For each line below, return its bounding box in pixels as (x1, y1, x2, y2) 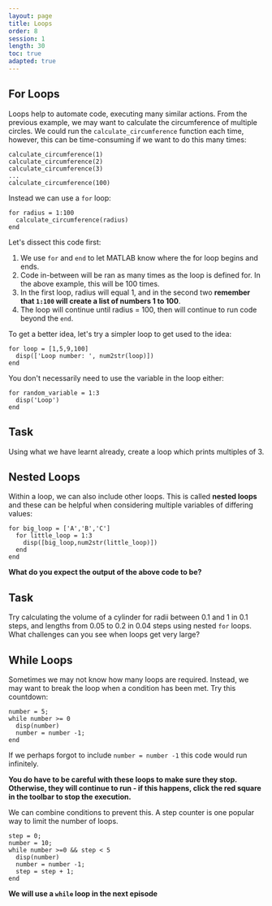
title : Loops (8, 19, 53, 28)
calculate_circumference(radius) (15, 216, 129, 224)
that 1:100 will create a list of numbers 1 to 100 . (19, 296, 181, 305)
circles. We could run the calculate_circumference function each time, (8, 126, 244, 136)
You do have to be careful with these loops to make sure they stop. (8, 774, 237, 784)
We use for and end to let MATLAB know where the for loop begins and (19, 252, 258, 262)
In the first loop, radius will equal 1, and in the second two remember (19, 287, 251, 297)
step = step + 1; (15, 867, 75, 875)
